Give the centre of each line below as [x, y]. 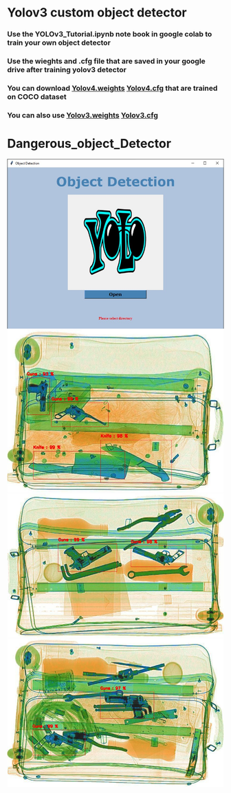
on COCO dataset [37, 96]
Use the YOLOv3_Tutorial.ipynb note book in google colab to [110, 34]
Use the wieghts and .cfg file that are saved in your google [107, 61]
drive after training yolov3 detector [67, 70]
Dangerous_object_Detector [89, 144]
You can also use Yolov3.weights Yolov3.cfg [82, 115]
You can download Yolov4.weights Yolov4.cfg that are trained [112, 88]
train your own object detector [59, 43]
